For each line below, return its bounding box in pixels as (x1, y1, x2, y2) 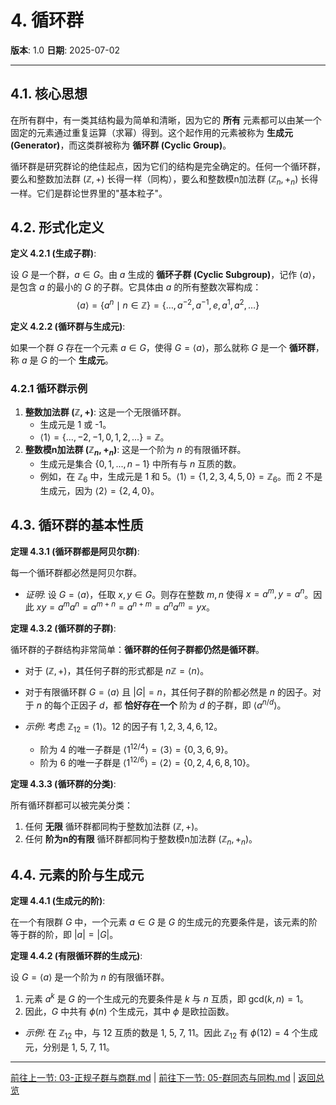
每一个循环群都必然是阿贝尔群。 (10, 566, 142, 578)
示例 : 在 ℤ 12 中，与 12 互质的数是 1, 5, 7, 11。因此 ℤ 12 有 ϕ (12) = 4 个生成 (24, 1027, 318, 1041)
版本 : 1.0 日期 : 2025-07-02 (10, 44, 121, 56)
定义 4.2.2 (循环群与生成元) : (10, 321, 126, 333)
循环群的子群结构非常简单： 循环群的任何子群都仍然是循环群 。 (10, 644, 265, 656)
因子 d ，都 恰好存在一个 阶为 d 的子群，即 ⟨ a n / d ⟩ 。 (78, 697, 287, 711)
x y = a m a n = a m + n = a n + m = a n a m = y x (36, 599, 207, 613)
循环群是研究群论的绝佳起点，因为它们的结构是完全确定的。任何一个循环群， (10, 160, 326, 172)
